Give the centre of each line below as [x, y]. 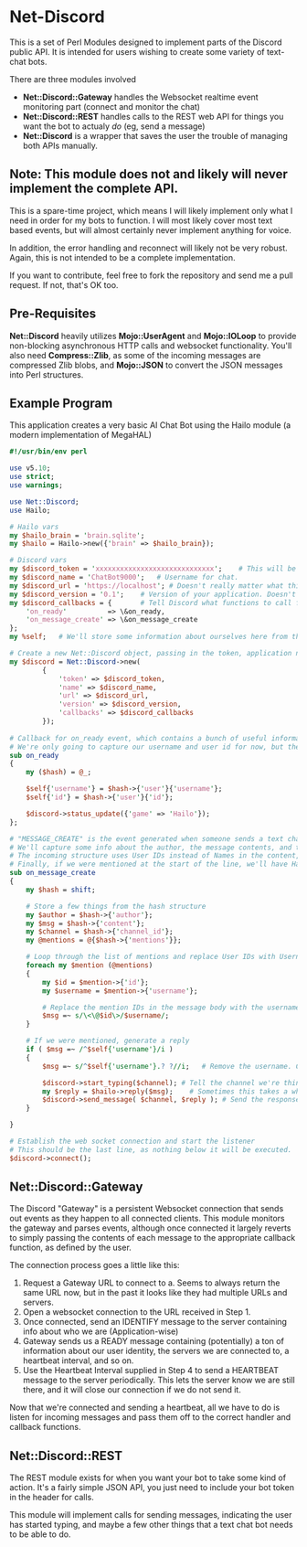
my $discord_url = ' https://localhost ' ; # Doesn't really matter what [147, 586]
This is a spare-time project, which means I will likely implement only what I [151, 210]
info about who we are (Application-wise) [101, 1331]
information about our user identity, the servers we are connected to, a [156, 1351]
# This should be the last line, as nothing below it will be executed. [151, 1149]
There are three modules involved [73, 79]
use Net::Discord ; [44, 501]
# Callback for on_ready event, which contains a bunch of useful [138, 738]
